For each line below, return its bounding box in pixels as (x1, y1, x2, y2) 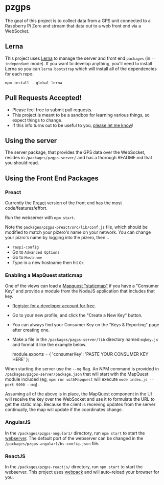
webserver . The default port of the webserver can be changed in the (5, 435, 143, 441)
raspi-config (12, 245, 39, 250)
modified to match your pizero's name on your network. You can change (5, 229, 151, 235)
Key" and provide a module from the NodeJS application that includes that (5, 288, 155, 294)
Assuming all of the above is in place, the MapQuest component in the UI (5, 391, 152, 397)
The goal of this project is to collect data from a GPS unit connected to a (5, 18, 151, 24)
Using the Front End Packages (5, 174, 99, 182)
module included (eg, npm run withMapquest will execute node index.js (5, 376, 148, 382)
